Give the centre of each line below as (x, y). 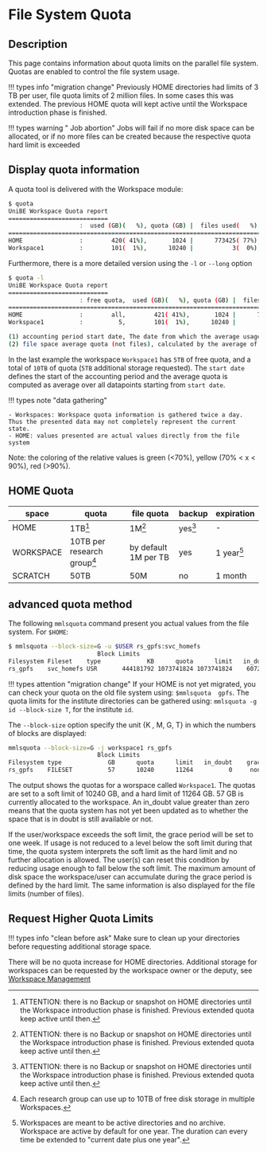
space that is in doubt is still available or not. (81, 819)
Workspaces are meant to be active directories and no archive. (122, 1123)
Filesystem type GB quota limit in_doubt (120, 762)
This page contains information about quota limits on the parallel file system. (133, 63)
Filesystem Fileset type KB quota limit (120, 661)
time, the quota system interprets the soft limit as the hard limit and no (123, 852)
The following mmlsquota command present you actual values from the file (129, 624)
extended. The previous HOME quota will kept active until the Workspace (128, 104)
